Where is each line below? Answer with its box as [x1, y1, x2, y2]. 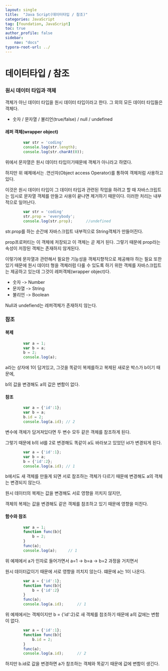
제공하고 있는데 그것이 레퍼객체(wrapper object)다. [10, 268, 111, 274]
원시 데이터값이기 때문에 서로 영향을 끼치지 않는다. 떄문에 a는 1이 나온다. [5, 568, 146, 574]
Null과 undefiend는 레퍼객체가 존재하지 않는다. [5, 302, 97, 308]
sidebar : [5, 36, 24, 41]
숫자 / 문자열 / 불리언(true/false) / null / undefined [12, 116, 113, 122]
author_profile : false [5, 31, 53, 36]
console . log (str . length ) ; [23, 145, 78, 150]
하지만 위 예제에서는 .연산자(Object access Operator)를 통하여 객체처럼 [5, 170, 146, 176]
